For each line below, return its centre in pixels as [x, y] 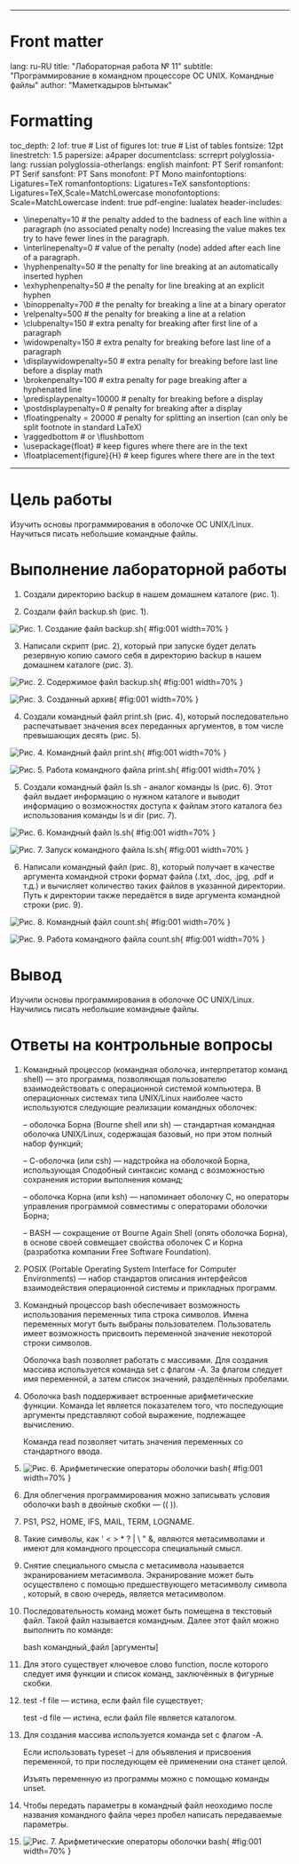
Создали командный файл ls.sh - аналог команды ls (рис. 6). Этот [148, 786]
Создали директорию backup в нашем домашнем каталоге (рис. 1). [151, 594]
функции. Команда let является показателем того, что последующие [153, 1406]
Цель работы [61, 500]
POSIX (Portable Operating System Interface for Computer [130, 1269]
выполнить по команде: [68, 1629]
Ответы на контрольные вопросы [142, 1044]
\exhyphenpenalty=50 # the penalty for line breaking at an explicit [143, 285]
